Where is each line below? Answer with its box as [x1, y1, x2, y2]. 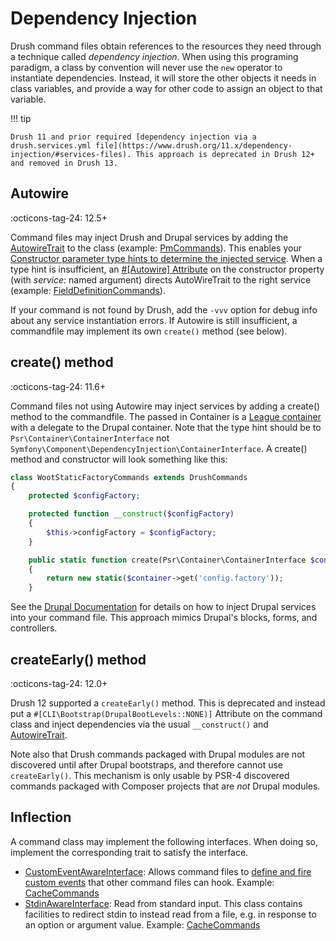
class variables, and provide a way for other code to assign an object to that [10, 82, 323, 94]
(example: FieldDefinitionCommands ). [10, 284, 166, 296]
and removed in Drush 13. [10, 158, 118, 168]
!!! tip [10, 112, 32, 124]
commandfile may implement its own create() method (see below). [10, 325, 288, 337]
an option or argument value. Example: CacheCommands [24, 918, 261, 931]
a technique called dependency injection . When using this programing [10, 50, 299, 62]
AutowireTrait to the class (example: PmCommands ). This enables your [10, 242, 302, 254]
